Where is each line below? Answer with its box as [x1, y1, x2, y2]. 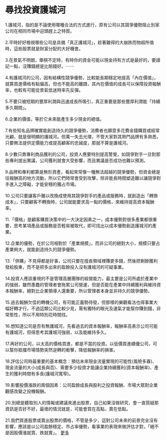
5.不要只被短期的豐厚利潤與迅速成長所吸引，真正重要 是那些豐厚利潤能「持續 [5, 98, 161, 104]
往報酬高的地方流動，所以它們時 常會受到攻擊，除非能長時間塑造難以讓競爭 [5, 175, 157, 181]
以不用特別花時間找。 [27, 311, 70, 317]
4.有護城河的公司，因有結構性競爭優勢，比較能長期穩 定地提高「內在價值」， [5, 75, 159, 81]
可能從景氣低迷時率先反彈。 [27, 87, 83, 93]
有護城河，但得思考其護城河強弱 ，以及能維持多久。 [5, 329, 109, 335]
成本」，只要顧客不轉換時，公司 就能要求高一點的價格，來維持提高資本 [5, 199, 146, 205]
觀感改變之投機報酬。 [5, 388, 48, 394]
